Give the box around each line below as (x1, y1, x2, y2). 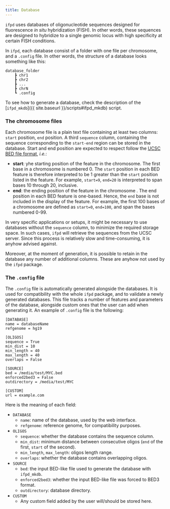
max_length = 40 (5, 353, 40, 358)
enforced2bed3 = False (5, 375, 53, 380)
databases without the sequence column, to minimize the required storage (5, 224, 159, 231)
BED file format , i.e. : (5, 151, 47, 157)
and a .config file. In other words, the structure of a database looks (5, 53, 147, 59)
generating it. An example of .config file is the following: (5, 307, 124, 314)
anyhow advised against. (5, 240, 58, 247)
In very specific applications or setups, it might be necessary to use (5, 219, 148, 225)
